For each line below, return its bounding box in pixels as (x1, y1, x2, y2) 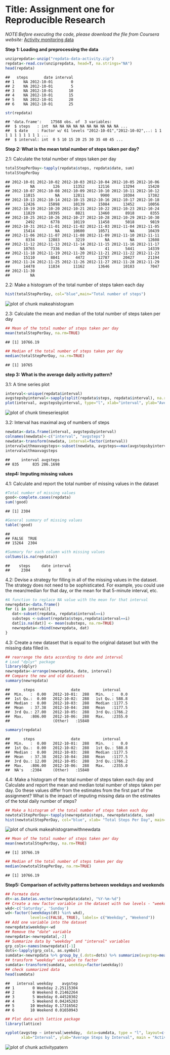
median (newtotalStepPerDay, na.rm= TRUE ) (5, 864, 92, 869)
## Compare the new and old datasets (5, 673, 85, 678)
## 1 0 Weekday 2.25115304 (5, 985, 78, 991)
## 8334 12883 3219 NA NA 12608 (5, 237, 159, 243)
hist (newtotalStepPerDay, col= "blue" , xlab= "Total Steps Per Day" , (5, 817, 153, 823)
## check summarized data (5, 967, 60, 972)
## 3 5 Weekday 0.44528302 (5, 994, 78, 999)
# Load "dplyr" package (5, 659, 56, 664)
